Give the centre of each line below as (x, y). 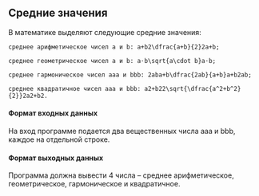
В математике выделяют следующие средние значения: (105, 32)
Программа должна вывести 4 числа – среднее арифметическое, (121, 175)
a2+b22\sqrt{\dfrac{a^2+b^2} (193, 88)
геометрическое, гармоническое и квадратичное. (94, 184)
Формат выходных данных (56, 158)
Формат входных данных (53, 113)
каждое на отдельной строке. (59, 139)
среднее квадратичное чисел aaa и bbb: (75, 88)
